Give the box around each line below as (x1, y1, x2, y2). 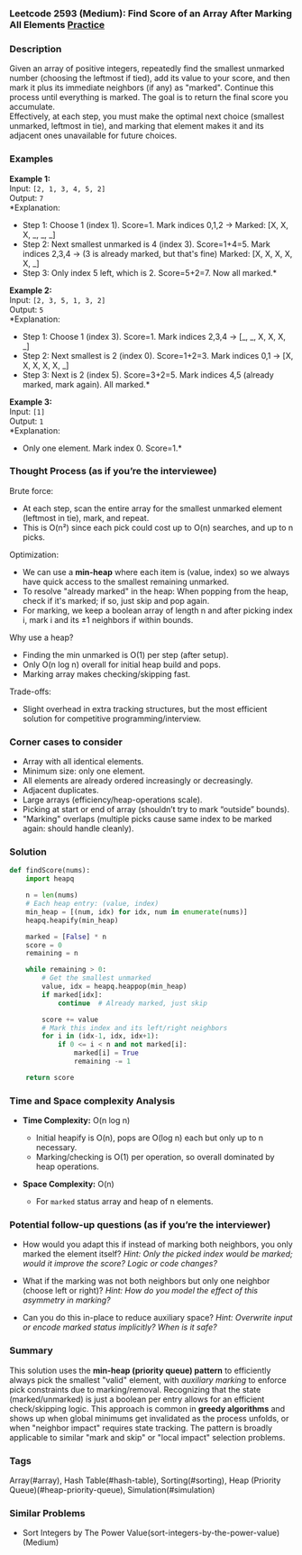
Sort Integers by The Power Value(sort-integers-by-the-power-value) (22, 1527, 280, 1539)
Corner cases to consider (9, 736, 124, 748)
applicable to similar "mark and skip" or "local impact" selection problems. (9, 1432, 286, 1442)
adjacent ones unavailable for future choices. (9, 130, 178, 142)
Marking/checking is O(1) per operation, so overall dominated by (35, 1152, 275, 1163)
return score (25, 1073, 75, 1082)
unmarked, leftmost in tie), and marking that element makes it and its (9, 121, 264, 132)
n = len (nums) (25, 891, 78, 900)
